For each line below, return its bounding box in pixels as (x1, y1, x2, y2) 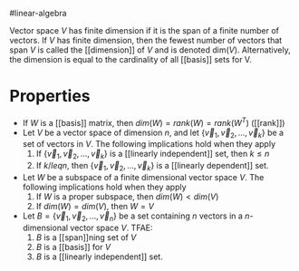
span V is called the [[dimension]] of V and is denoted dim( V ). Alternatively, (9, 44, 292, 55)
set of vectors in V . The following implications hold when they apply (22, 139, 276, 150)
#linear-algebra (9, 8, 67, 18)
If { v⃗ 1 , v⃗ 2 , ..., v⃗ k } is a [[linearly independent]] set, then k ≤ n (35, 149, 270, 161)
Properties (9, 86, 91, 107)
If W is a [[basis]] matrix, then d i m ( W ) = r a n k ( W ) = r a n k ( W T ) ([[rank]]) (22, 115, 285, 128)
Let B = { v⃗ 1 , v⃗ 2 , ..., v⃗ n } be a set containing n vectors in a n (22, 210, 250, 223)
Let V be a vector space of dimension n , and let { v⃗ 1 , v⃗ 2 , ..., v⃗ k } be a (22, 127, 284, 140)
